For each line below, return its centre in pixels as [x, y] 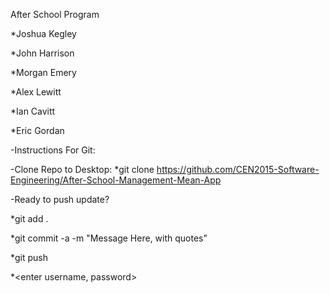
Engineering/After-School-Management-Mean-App [116, 180]
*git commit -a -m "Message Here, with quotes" [109, 238]
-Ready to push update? [60, 199]
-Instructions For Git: [53, 150]
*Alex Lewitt [36, 92]
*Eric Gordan [37, 130]
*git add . [29, 218]
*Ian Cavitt [33, 111]
